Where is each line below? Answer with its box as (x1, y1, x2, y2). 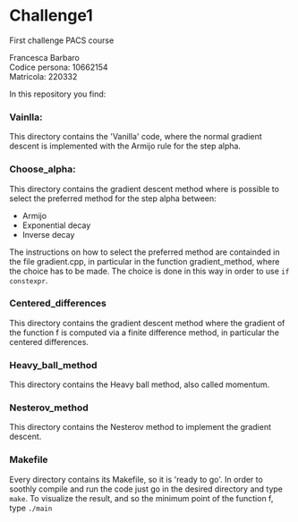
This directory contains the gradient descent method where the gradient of (9, 317, 285, 328)
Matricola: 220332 (9, 71, 78, 81)
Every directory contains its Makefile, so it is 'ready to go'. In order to (9, 474, 264, 484)
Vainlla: (9, 111, 43, 123)
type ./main (9, 502, 53, 513)
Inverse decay (21, 229, 75, 240)
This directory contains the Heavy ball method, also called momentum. (9, 379, 270, 390)
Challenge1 (9, 5, 94, 26)
